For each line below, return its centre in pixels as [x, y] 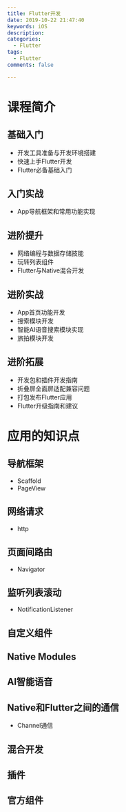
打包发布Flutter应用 [44, 397]
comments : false [30, 65]
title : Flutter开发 [34, 13]
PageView [31, 488]
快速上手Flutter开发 [44, 161]
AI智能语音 [30, 682]
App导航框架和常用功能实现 [56, 212]
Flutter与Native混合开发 [51, 270]
